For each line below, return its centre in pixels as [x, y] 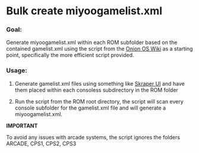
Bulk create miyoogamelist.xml [84, 11]
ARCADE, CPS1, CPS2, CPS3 [41, 143]
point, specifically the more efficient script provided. [70, 55]
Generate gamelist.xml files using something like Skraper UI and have [100, 83]
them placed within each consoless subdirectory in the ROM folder [96, 90]
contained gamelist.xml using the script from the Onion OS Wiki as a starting [99, 49]
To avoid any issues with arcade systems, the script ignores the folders [93, 137]
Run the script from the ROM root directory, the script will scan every [99, 101]
